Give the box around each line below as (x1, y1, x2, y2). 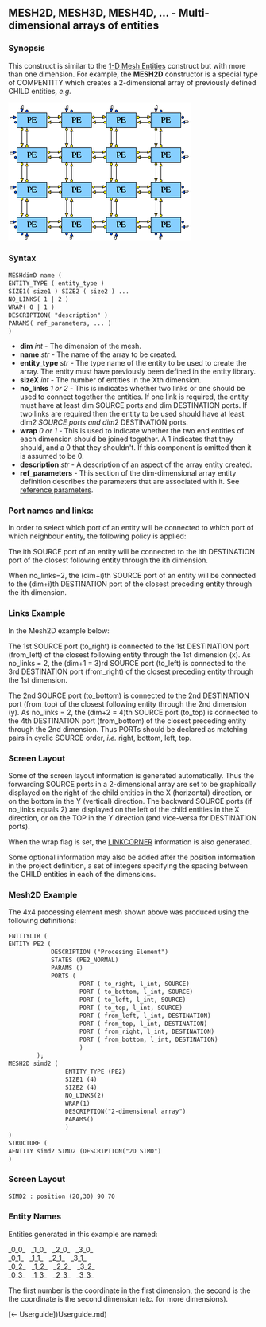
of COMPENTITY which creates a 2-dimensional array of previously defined (8, 77, 256, 87)
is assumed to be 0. (19, 451, 85, 460)
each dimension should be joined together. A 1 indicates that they (19, 434, 233, 444)
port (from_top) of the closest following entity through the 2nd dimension (8, 699, 247, 708)
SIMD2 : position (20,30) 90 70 (8, 1192, 115, 1201)
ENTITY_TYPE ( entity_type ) (8, 279, 105, 288)
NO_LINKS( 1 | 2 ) (8, 295, 69, 303)
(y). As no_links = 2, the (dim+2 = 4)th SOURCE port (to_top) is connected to (8, 707, 258, 717)
